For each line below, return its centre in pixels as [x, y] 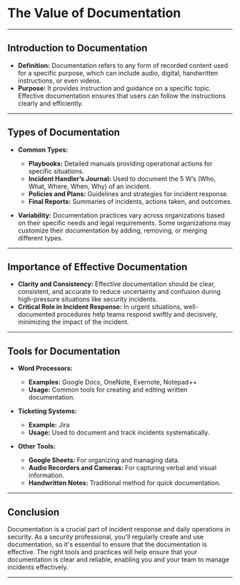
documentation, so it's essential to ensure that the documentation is [107, 544]
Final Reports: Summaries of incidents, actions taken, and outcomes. [130, 201]
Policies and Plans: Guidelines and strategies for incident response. [128, 193]
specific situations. [56, 171]
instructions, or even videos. [60, 81]
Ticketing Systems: [47, 411]
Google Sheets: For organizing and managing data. [104, 460]
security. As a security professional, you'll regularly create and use [106, 537]
